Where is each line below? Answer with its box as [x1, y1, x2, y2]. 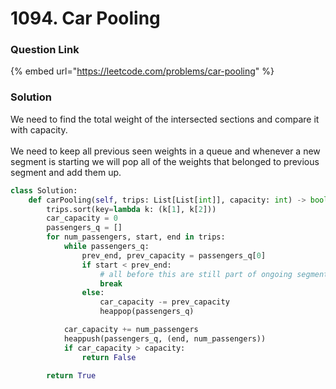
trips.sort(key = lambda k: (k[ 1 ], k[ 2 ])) [46, 204, 217, 214]
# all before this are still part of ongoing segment [99, 269, 329, 279]
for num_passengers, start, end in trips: [46, 232, 226, 242]
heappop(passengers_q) [99, 307, 195, 317]
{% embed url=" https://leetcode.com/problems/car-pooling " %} [10, 65, 275, 77]
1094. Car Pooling [10, 7, 161, 30]
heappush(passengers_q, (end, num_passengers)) [63, 333, 267, 344]
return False [81, 352, 137, 362]
